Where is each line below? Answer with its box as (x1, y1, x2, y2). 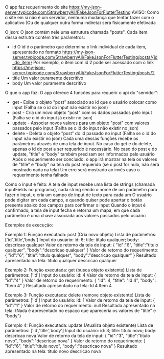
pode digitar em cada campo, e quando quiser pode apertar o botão (5, 197, 142, 202)
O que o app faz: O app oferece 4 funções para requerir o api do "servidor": (5, 90, 159, 95)
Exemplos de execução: (5, 222, 53, 228)
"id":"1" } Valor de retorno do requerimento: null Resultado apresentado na (5, 303, 155, 308)
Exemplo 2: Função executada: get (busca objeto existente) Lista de (5, 267, 142, 273)
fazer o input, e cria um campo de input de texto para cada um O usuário (5, 192, 152, 198)
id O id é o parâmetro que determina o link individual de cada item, (12, 44, 147, 49)
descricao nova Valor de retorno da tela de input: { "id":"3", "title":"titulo (5, 333, 150, 338)
